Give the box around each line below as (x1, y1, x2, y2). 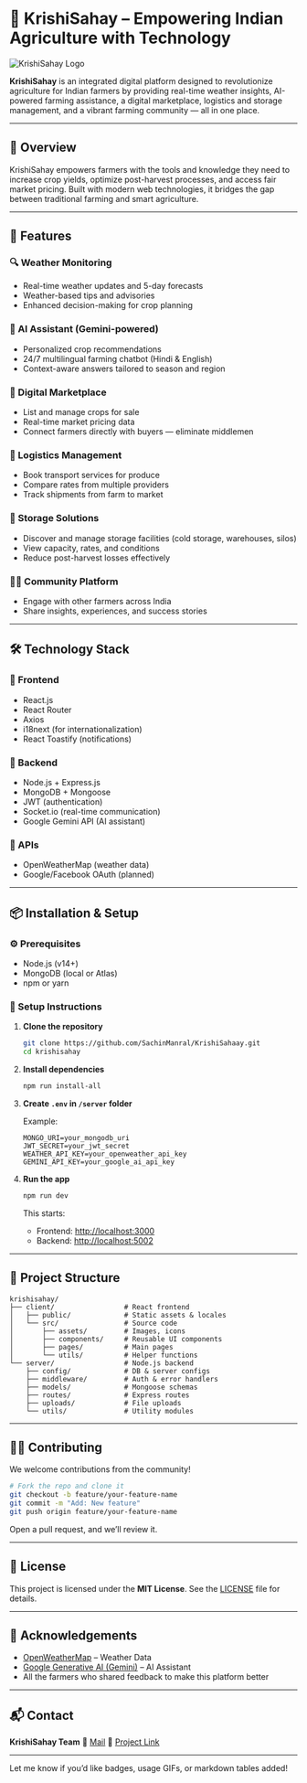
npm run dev (22, 1190, 69, 1201)
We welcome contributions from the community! (9, 1464, 191, 1475)
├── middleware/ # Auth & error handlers (26, 1374, 219, 1383)
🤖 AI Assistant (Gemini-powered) (9, 323, 160, 336)
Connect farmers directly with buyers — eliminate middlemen (22, 426, 254, 437)
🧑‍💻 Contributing (9, 1439, 103, 1455)
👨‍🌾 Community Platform (9, 575, 119, 588)
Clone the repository (22, 1021, 103, 1032)
